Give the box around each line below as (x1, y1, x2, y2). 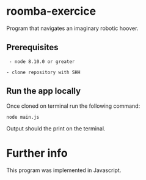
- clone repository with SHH (6, 69, 81, 75)
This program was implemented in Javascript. (6, 167, 122, 174)
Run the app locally (6, 86, 81, 96)
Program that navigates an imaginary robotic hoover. (6, 24, 139, 32)
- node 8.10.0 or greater (9, 58, 75, 65)
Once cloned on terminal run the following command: (6, 102, 141, 110)
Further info (6, 146, 68, 160)
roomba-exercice (6, 4, 97, 18)
